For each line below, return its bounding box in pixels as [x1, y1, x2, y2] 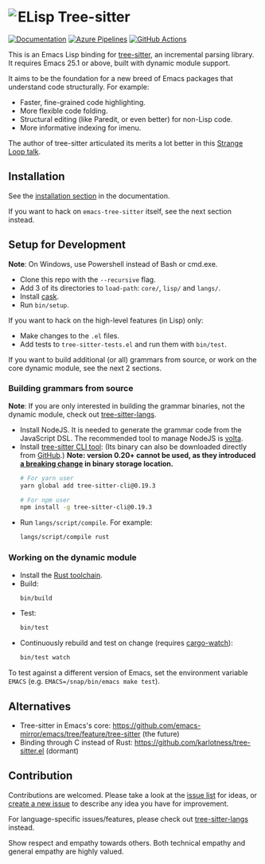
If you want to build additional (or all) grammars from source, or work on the [8, 354, 257, 364]
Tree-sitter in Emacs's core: [19, 721, 111, 730]
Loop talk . [8, 147, 41, 156]
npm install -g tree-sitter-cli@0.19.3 [19, 503, 153, 511]
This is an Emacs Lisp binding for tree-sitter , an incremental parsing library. [8, 49, 255, 59]
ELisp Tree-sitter [18, 8, 131, 26]
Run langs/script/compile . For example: [19, 518, 153, 527]
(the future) [142, 729, 181, 738]
